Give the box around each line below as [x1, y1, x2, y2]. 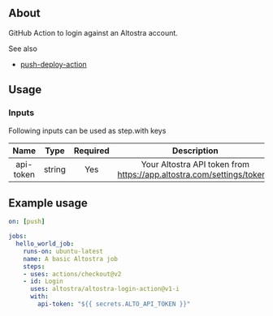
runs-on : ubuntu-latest [23, 247, 104, 255]
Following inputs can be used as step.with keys [8, 126, 167, 135]
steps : [23, 263, 45, 271]
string [43, 164, 67, 175]
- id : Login [23, 277, 63, 286]
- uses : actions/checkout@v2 [23, 270, 122, 278]
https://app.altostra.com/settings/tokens [117, 169, 271, 180]
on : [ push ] [8, 218, 45, 226]
